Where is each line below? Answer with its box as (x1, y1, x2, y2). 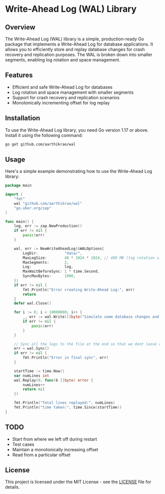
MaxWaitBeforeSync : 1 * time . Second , (23, 269, 100, 274)
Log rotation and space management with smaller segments (12, 89, 134, 95)
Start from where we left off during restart (12, 436, 97, 442)
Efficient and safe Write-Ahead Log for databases (12, 84, 113, 90)
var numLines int (14, 373, 50, 378)
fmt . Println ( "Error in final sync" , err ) (23, 355, 109, 360)
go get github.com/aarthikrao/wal (5, 141, 76, 147)
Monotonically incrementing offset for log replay (12, 100, 110, 106)
